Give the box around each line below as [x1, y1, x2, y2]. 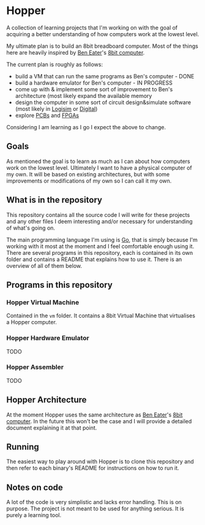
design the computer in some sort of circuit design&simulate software [15, 99, 192, 106]
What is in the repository [6, 195, 103, 205]
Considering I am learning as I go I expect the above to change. [6, 123, 166, 130]
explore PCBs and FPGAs [15, 111, 80, 119]
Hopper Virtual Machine [6, 298, 80, 306]
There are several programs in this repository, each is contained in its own [6, 249, 193, 256]
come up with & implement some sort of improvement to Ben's [15, 85, 173, 93]
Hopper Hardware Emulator [6, 334, 90, 342]
